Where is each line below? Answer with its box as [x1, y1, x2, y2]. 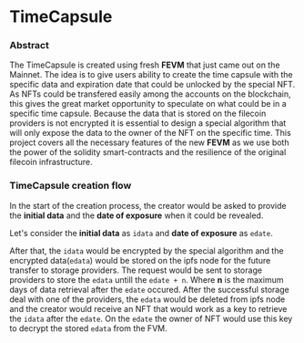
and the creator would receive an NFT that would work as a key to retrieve [9, 303, 288, 314]
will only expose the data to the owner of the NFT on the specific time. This [9, 128, 291, 139]
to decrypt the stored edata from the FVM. [9, 322, 167, 334]
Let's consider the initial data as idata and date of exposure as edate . [9, 227, 273, 238]
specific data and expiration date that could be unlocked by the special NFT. [9, 79, 296, 90]
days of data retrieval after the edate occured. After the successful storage [9, 284, 289, 295]
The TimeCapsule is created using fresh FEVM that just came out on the [9, 59, 280, 70]
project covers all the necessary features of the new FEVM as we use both [9, 137, 289, 148]
